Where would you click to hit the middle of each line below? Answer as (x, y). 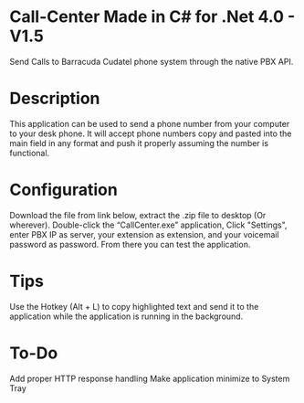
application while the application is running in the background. (126, 316)
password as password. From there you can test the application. (130, 244)
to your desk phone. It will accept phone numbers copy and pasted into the (151, 133)
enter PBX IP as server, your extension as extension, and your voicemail (145, 234)
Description (55, 99)
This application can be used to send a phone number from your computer (150, 123)
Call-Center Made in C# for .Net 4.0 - (152, 17)
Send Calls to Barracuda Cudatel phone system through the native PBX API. (152, 61)
